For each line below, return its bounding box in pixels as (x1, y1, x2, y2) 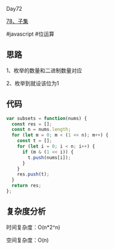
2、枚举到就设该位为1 (6, 80, 59, 87)
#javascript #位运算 (6, 30, 55, 37)
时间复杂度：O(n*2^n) (6, 223, 61, 231)
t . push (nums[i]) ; (28, 154, 71, 160)
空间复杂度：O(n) (6, 236, 49, 244)
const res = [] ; (11, 121, 52, 127)
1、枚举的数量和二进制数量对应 (6, 66, 82, 74)
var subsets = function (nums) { (6, 115, 87, 121)
